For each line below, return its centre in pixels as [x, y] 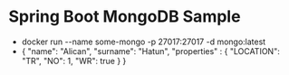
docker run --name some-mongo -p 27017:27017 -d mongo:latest [144, 42]
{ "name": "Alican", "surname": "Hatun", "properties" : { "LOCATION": [150, 51]
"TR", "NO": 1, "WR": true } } [74, 61]
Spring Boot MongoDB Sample [125, 17]
